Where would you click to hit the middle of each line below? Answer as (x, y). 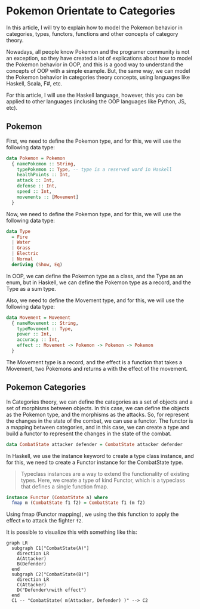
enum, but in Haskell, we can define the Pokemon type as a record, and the (99, 282)
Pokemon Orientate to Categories (91, 11)
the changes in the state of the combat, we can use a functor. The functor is (100, 421)
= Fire (20, 237)
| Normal (22, 259)
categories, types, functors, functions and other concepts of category (92, 33)
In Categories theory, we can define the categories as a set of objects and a (99, 402)
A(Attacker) (32, 559)
